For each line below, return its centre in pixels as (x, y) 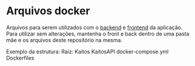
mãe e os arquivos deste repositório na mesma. (65, 40)
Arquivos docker (48, 11)
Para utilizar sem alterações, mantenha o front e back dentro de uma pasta (98, 33)
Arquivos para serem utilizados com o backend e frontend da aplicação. (94, 27)
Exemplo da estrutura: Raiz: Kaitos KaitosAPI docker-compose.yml (87, 51)
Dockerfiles (20, 58)
